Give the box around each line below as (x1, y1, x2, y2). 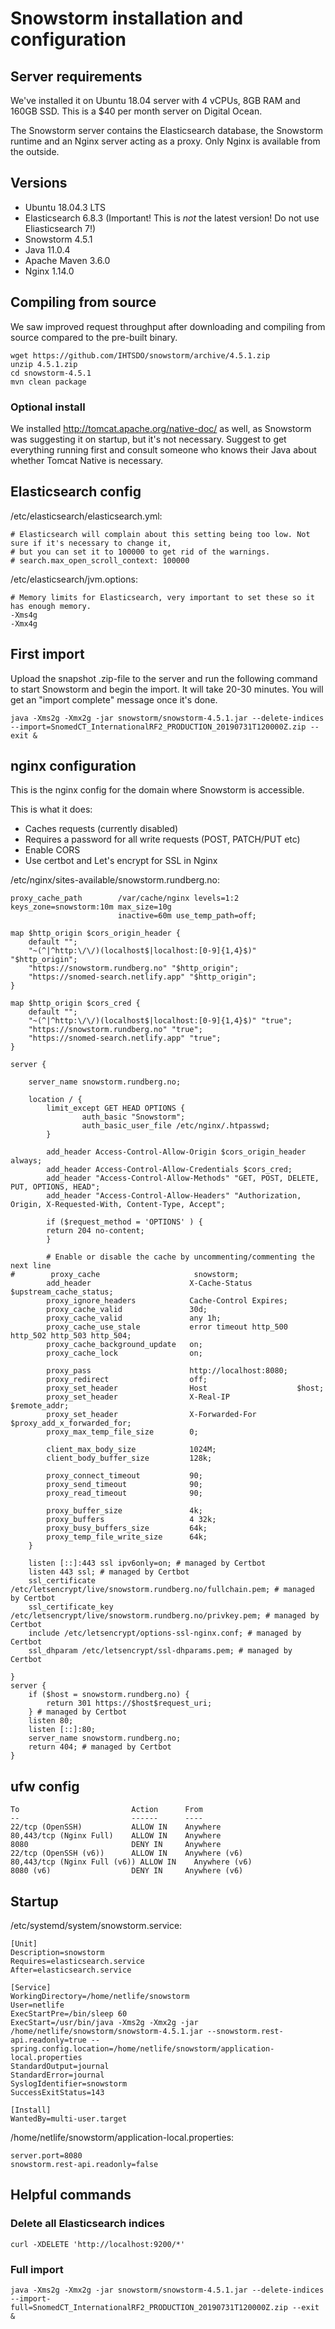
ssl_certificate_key (28, 1602, 114, 1612)
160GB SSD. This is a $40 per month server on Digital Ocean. (10, 105, 263, 117)
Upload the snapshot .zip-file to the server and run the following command (10, 672, 318, 684)
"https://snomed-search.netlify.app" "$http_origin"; (28, 972, 257, 982)
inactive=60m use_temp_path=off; (117, 911, 257, 921)
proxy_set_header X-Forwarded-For (46, 1410, 257, 1420)
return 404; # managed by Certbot (28, 1742, 172, 1752)
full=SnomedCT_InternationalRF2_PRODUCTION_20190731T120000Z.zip (10, 2302, 288, 2312)
